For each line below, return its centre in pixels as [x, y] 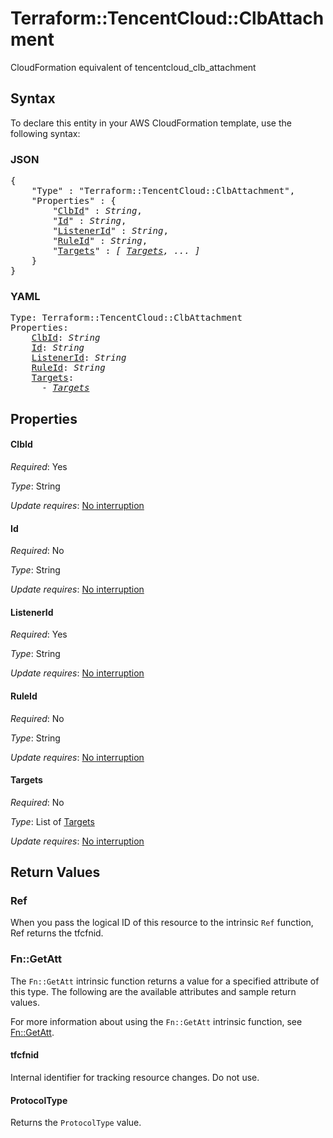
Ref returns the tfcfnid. [57, 933]
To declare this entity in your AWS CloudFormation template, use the [151, 123]
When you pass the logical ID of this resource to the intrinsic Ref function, [162, 923]
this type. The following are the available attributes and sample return [153, 991]
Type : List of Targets [52, 821]
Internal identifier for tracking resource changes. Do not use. [135, 1077]
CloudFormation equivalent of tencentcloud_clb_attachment [133, 67]
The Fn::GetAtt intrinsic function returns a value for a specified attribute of [165, 981]
